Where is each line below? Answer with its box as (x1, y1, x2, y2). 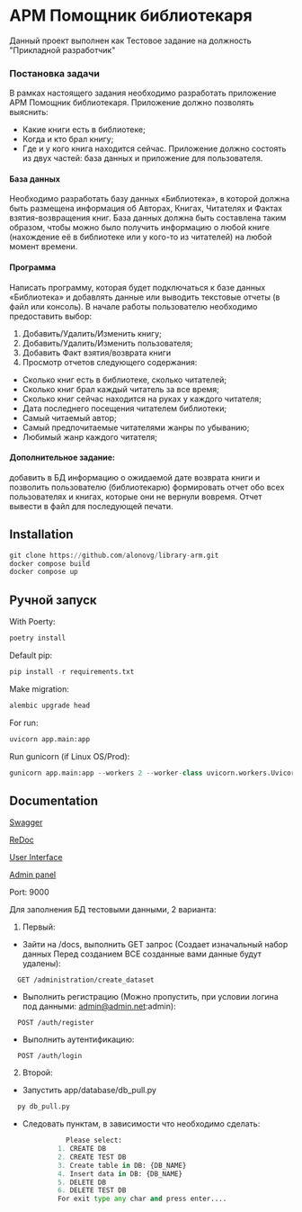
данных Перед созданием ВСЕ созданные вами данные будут (22, 948, 262, 959)
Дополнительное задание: (9, 452, 115, 463)
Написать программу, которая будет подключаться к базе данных (9, 282, 266, 292)
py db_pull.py (17, 1102, 70, 1111)
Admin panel (9, 869, 57, 880)
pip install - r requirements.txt (9, 667, 135, 676)
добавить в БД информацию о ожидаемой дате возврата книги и (9, 471, 261, 482)
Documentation (9, 793, 99, 808)
